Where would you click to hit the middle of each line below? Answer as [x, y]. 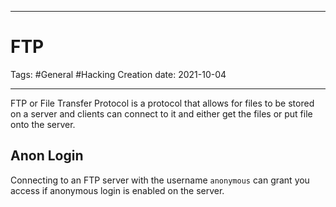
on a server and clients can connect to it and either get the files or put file [161, 113]
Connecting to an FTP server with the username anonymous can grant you [160, 180]
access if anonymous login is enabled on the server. [117, 190]
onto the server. [43, 124]
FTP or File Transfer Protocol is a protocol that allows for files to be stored [162, 103]
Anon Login [47, 156]
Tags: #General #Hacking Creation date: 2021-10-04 [118, 74]
